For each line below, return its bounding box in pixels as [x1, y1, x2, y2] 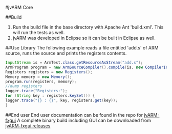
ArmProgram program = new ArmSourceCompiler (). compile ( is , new [5, 65, 143, 70]
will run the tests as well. [12, 30, 65, 35]
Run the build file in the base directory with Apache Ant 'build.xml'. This [12, 24, 164, 30]
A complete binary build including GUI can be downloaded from [17, 117, 152, 123]
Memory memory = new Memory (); [5, 74, 72, 79]
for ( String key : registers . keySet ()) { [5, 93, 95, 98]
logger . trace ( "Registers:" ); [5, 89, 68, 94]
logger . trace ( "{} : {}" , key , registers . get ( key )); [5, 98, 118, 103]
